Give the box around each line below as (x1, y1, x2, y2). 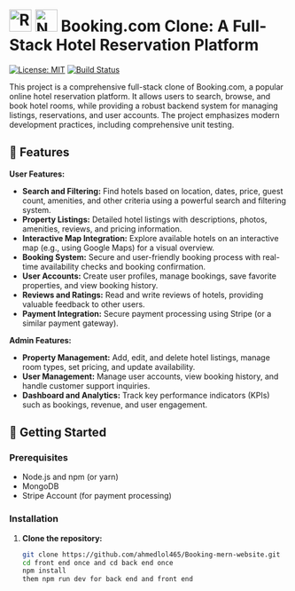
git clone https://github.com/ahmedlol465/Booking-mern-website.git (21, 550, 281, 559)
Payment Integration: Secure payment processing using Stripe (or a (21, 308, 272, 319)
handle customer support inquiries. (21, 380, 151, 390)
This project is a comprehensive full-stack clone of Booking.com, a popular (9, 81, 283, 92)
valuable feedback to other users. (21, 298, 145, 310)
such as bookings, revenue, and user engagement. (21, 399, 208, 410)
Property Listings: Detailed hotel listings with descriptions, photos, (21, 214, 268, 225)
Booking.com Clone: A (60, 16, 229, 36)
